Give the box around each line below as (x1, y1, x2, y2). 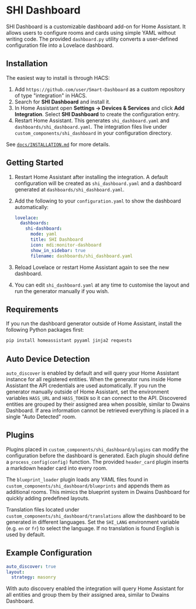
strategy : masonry (11, 574, 57, 580)
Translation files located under (6, 506, 80, 513)
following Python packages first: (6, 327, 84, 334)
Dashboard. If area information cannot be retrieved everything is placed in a (6, 407, 189, 414)
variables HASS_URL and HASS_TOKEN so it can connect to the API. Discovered (6, 395, 187, 402)
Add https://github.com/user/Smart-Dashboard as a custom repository (14, 86, 185, 93)
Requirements (6, 304, 59, 314)
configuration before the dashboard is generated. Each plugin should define (6, 452, 189, 459)
